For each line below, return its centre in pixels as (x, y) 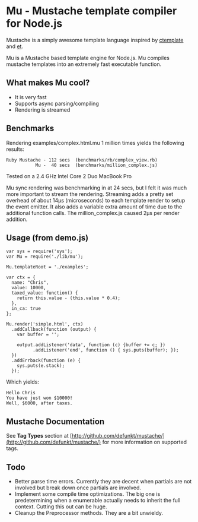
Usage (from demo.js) (47, 238)
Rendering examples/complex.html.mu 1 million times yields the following (95, 143)
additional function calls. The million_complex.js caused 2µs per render (93, 213)
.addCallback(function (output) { (54, 330)
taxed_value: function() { (45, 293)
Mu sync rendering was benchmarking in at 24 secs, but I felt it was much (97, 188)
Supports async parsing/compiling (57, 103)
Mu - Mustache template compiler (92, 11)
